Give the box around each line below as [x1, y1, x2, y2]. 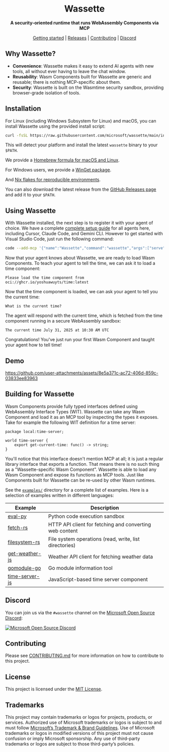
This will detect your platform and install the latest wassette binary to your [5, 142, 158, 148]
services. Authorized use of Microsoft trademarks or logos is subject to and [5, 720, 162, 725]
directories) [48, 542, 76, 549]
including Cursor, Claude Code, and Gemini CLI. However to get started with [5, 231, 163, 237]
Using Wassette [5, 206, 56, 215]
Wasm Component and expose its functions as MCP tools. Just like [5, 471, 144, 477]
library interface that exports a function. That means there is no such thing [5, 461, 159, 467]
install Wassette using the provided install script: [5, 123, 106, 129]
